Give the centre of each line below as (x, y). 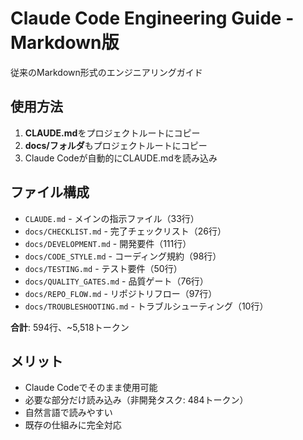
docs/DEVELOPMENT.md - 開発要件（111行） (108, 243)
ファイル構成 (50, 192)
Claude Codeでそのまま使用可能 (91, 388)
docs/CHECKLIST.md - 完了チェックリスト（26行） (125, 231)
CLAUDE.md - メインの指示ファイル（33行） (112, 218)
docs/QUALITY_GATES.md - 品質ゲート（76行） (116, 281)
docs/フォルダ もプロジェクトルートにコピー (116, 145)
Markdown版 (65, 43)
